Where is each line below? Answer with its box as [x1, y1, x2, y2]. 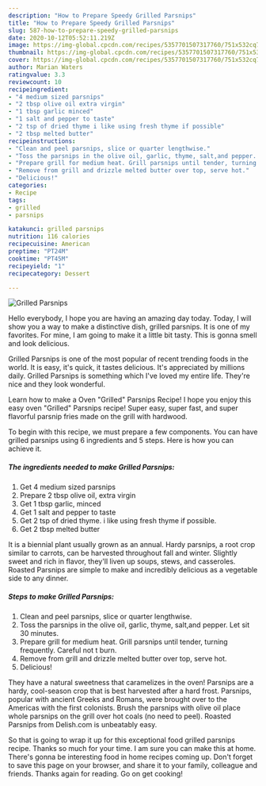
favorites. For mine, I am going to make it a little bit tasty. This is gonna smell [8, 330, 257, 340]
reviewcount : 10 [8, 78, 62, 86]
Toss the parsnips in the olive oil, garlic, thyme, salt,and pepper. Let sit [19, 620, 250, 630]
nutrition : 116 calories [8, 233, 90, 241]
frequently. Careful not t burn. [19, 645, 117, 655]
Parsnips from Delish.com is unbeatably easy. [8, 720, 158, 730]
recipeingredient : [8, 85, 69, 94]
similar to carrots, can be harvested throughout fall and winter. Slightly [8, 549, 237, 558]
